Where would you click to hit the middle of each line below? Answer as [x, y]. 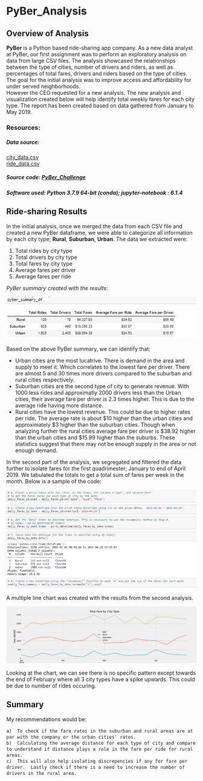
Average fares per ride [43, 276]
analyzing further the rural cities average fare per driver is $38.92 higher [105, 431]
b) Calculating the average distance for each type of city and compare [101, 743]
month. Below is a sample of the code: [54, 482]
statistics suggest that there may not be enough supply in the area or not [105, 444]
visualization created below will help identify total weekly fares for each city [101, 99]
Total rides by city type [43, 250]
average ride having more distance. [59, 406]
